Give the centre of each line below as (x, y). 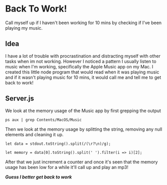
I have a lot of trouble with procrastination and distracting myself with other (83, 56)
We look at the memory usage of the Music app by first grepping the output (83, 111)
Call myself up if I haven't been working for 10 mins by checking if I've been (83, 23)
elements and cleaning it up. (34, 134)
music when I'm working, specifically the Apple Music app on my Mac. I (79, 66)
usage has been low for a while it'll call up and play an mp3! (67, 167)
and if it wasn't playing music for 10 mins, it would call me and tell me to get (83, 77)
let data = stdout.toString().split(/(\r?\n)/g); (58, 144)
